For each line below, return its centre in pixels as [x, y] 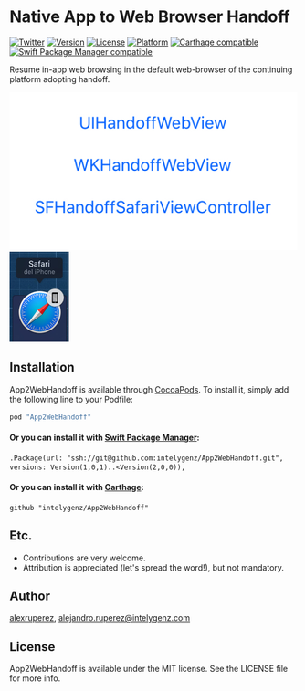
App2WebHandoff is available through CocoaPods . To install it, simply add [149, 389]
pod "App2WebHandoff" [51, 417]
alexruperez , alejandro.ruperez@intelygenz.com [100, 618]
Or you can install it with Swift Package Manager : [105, 437]
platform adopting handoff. [60, 79]
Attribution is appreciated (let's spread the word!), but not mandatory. [153, 567]
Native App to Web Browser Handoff [150, 17]
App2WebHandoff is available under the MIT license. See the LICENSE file [149, 669]
